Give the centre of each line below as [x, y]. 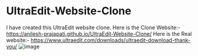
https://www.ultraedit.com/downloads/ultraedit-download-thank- [111, 40]
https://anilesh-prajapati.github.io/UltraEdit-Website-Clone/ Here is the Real [99, 33]
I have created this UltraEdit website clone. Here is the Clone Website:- [93, 27]
